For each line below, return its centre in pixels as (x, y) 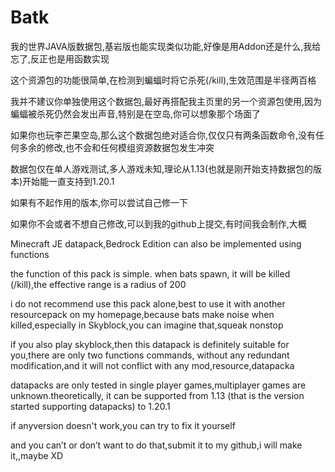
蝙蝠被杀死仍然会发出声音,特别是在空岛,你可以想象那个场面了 (136, 113)
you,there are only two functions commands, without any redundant (150, 355)
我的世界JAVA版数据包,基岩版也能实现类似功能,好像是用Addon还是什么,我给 (166, 46)
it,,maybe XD (37, 455)
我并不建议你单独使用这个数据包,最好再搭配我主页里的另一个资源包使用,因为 (166, 101)
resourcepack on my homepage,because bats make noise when (142, 314)
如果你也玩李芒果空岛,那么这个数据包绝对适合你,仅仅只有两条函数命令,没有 (163, 135)
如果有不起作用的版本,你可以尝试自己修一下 (99, 202)
